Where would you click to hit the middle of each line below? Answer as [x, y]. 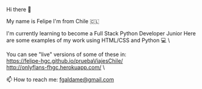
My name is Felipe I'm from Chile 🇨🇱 [53, 21]
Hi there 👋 [19, 9]
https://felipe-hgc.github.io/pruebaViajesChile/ [65, 61]
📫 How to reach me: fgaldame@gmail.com [60, 80]
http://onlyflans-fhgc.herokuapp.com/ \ [56, 67]
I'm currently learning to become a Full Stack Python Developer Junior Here [101, 33]
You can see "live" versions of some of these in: [66, 54]
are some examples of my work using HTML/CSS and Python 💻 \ [88, 40]
